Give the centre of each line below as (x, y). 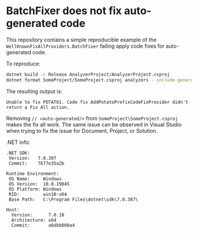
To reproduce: (23, 64)
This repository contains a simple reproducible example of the (81, 40)
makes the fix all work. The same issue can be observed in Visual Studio (94, 124)
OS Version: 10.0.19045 (39, 184)
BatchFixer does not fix (64, 11)
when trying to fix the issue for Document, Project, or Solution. (82, 130)
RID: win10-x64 (38, 194)
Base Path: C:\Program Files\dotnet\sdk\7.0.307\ (73, 199)
